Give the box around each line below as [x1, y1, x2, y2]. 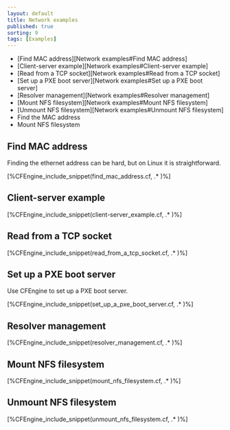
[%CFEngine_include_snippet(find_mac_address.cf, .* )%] [7, 172, 171, 180]
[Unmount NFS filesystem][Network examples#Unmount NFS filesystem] [16, 106, 225, 114]
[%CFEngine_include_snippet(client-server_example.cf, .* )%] [7, 210, 183, 218]
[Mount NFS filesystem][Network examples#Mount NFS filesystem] [16, 99, 208, 107]
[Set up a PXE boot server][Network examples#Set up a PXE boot [16, 76, 203, 85]
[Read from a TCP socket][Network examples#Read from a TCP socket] [16, 70, 220, 78]
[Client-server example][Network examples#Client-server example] [16, 62, 208, 70]
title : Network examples [7, 17, 78, 23]
